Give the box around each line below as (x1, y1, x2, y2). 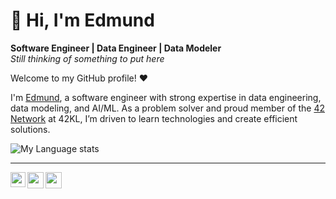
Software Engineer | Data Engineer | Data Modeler (10, 42, 222, 54)
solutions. (10, 123, 51, 135)
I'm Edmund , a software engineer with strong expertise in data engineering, (10, 91, 322, 103)
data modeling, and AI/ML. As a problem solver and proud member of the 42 (10, 102, 325, 114)
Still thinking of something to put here (10, 52, 165, 64)
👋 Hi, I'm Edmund (10, 9, 155, 32)
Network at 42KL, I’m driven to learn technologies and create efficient (10, 112, 298, 124)
